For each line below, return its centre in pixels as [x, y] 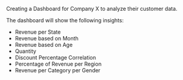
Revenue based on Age [44, 45]
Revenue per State [38, 32]
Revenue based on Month [47, 38]
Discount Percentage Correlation [55, 57]
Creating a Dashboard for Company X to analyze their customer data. [92, 9]
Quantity [25, 51]
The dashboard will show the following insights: [65, 20]
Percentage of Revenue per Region [58, 64]
